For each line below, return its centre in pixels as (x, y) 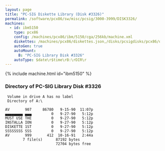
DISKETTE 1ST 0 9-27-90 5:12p (49, 126)
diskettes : (25, 42)
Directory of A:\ (25, 101)
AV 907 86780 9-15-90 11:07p (49, 109)
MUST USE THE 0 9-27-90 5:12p (49, 118)
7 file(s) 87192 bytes (51, 139)
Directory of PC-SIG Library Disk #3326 (53, 86)
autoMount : (25, 50)
